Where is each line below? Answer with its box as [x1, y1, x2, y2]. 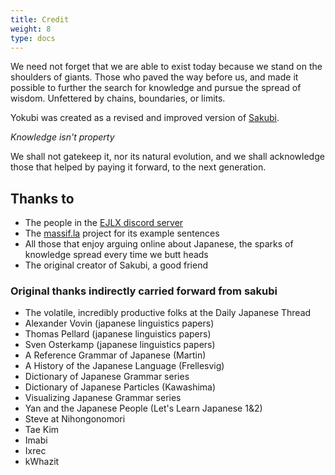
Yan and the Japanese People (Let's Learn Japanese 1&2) [24, 402, 263, 415]
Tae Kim [24, 424, 60, 436]
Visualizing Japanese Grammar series [24, 392, 182, 404]
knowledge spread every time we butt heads [24, 249, 209, 261]
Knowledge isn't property [10, 131, 115, 143]
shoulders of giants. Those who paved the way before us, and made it [10, 71, 299, 83]
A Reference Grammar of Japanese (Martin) [24, 349, 207, 361]
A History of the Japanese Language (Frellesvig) [24, 360, 225, 372]
